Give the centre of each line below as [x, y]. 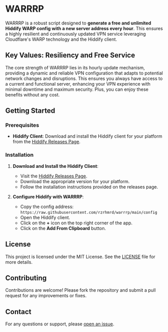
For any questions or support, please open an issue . [60, 324]
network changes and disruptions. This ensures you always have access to [84, 78]
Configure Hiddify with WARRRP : [48, 196]
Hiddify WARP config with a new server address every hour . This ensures [84, 28]
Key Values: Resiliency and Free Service [70, 55]
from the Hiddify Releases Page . [46, 142]
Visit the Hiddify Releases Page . [54, 176]
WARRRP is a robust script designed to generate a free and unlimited [78, 23]
